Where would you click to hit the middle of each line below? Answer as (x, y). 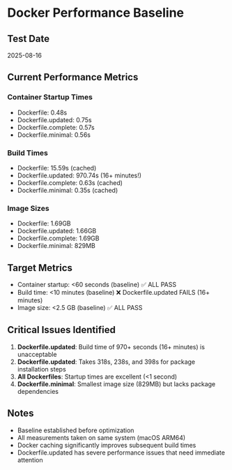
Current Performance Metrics (73, 77)
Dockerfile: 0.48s (42, 112)
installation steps (41, 369)
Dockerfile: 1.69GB (44, 223)
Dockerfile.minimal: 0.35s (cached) (68, 190)
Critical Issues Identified (62, 330)
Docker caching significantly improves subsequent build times (107, 445)
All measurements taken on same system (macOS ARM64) (101, 437)
